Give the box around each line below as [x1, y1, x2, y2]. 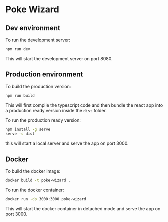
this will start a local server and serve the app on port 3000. [5, 140, 129, 146]
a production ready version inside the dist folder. [5, 107, 107, 113]
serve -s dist [5, 131, 35, 136]
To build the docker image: [5, 168, 61, 174]
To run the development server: [5, 37, 70, 43]
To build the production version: [5, 83, 71, 89]
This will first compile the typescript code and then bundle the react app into [5, 102, 163, 108]
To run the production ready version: [5, 117, 81, 123]
